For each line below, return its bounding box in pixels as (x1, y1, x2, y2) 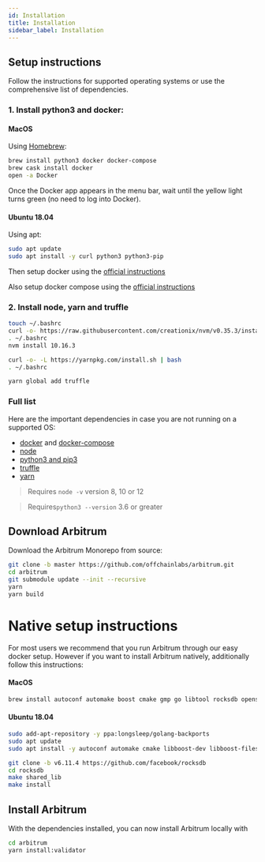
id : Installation (8, 11, 65, 20)
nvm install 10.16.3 (8, 341, 77, 350)
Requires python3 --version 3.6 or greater (27, 502, 163, 512)
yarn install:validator (8, 846, 87, 854)
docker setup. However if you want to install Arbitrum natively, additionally (8, 651, 250, 661)
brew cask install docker (8, 164, 93, 172)
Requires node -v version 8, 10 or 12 (27, 486, 144, 496)
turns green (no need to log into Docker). (8, 194, 141, 204)
